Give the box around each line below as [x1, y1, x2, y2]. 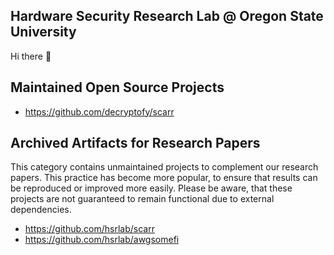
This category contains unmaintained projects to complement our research [10, 161, 319, 173]
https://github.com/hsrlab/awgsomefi [24, 234, 180, 246]
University [10, 24, 77, 41]
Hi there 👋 [10, 50, 52, 62]
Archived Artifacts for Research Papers [10, 135, 261, 152]
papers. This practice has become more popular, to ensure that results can [10, 172, 318, 184]
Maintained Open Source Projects [10, 79, 225, 96]
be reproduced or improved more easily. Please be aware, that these [10, 182, 293, 194]
